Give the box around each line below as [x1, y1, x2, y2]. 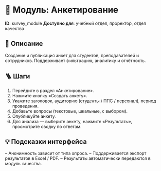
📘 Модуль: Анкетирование [5, 4, 119, 16]
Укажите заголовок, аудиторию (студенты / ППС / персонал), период [12, 98, 157, 104]
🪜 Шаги [5, 72, 30, 80]
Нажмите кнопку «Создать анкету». [12, 93, 88, 98]
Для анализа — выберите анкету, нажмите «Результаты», [12, 118, 133, 124]
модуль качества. [5, 161, 42, 167]
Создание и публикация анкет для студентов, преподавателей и [5, 52, 139, 58]
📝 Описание [5, 40, 43, 48]
